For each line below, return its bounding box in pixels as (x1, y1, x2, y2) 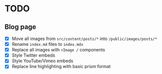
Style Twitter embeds (11, 52, 55, 58)
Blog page (4, 23, 36, 31)
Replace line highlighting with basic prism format (11, 64, 111, 70)
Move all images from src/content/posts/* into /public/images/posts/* (11, 36, 158, 41)
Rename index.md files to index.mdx (11, 41, 84, 47)
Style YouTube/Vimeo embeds (11, 58, 73, 64)
